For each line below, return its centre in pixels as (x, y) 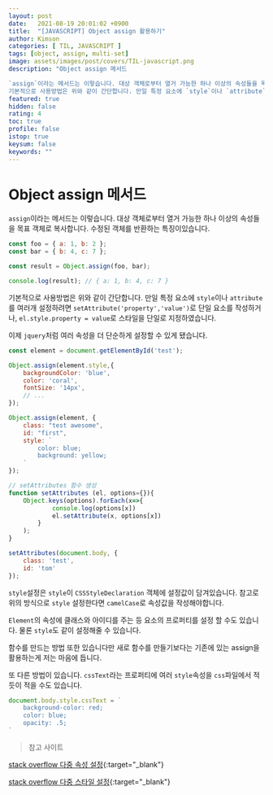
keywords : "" (30, 151)
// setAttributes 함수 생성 (52, 486)
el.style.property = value (65, 318)
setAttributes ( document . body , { (63, 553)
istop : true (28, 137)
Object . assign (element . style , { (61, 365)
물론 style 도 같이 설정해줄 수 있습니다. (80, 630)
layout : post (30, 16)
